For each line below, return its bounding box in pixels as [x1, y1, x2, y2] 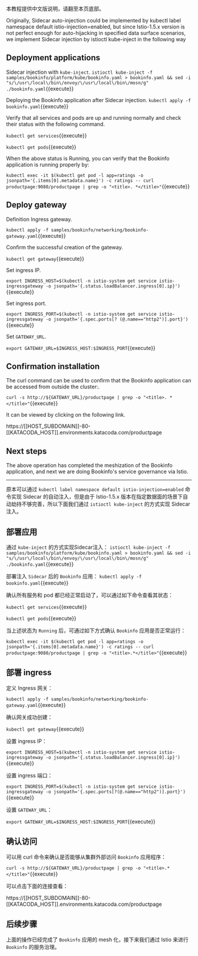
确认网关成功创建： [6, 713, 53, 721]
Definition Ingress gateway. [6, 215, 72, 222]
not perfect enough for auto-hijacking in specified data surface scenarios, [6, 30, 186, 37]
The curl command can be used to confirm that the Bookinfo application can [6, 377, 192, 384]
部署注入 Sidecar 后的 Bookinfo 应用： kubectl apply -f [6, 573, 142, 580]
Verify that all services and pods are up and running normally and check [6, 114, 181, 121]
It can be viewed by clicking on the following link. [6, 411, 126, 418]
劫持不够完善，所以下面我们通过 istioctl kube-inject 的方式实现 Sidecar [11, 500, 190, 508]
